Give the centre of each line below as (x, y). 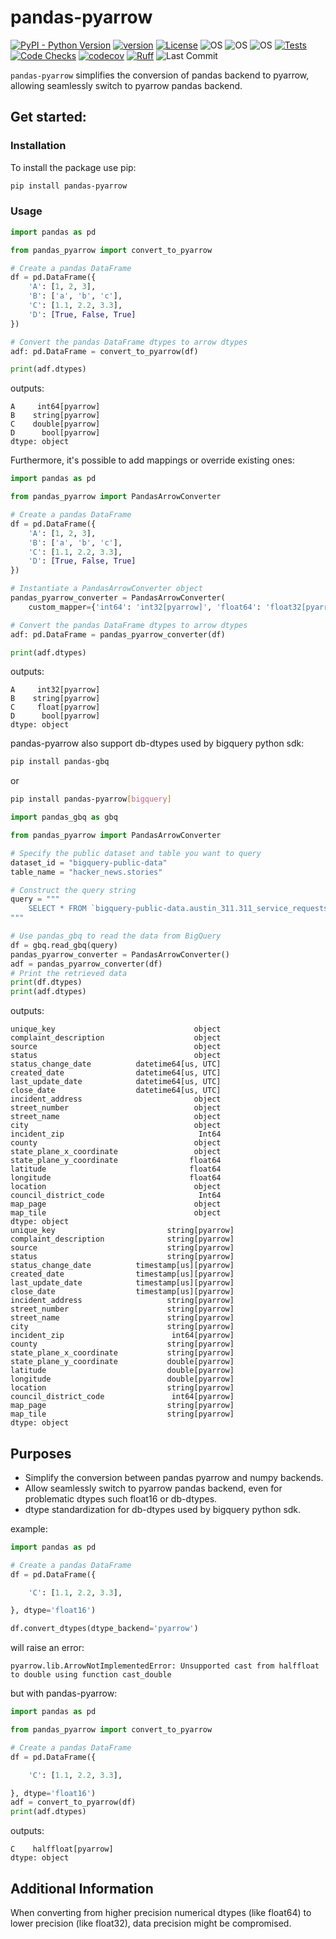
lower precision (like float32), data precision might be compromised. (151, 1923)
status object (116, 1056)
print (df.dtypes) (46, 982)
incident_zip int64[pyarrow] (122, 1336)
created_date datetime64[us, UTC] (116, 1073)
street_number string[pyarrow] (122, 1309)
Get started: (48, 117)
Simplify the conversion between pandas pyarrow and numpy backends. (174, 1477)
